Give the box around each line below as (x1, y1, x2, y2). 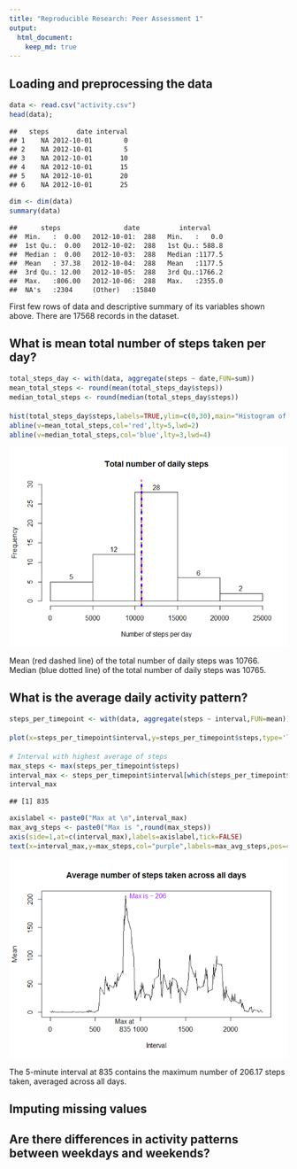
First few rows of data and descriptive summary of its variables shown (9, 301, 265, 312)
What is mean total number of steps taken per (9, 336, 267, 351)
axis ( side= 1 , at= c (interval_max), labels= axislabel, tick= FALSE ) (9, 832, 243, 841)
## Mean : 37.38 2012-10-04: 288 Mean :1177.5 (9, 259, 224, 267)
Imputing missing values (9, 1102, 148, 1117)
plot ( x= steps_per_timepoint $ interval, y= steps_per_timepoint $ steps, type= (9, 733, 283, 743)
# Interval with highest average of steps (9, 752, 168, 761)
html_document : (17, 33, 73, 42)
